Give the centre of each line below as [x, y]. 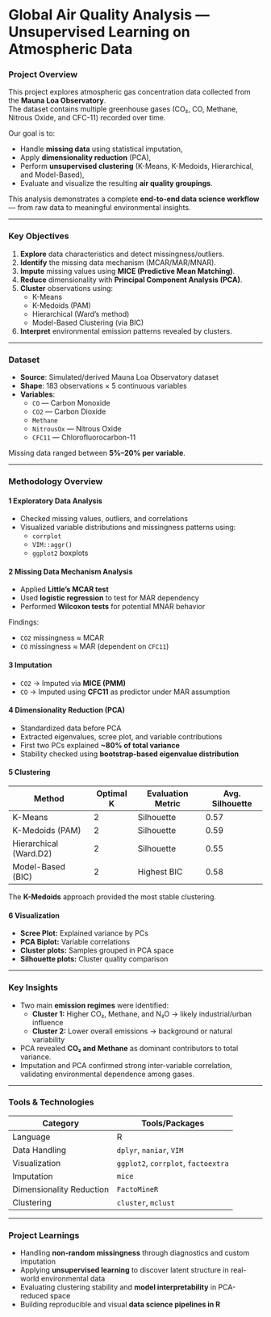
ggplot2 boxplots [60, 553]
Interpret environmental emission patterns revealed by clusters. [126, 331]
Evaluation [167, 793]
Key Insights [33, 987]
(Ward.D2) [32, 854]
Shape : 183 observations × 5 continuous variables [103, 386]
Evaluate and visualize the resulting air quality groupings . [116, 183]
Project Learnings [44, 1235]
